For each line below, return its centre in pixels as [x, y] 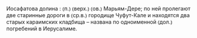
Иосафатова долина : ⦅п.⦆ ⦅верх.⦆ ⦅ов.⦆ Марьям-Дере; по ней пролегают [98, 9]
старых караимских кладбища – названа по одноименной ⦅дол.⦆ [89, 22]
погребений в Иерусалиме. [42, 28]
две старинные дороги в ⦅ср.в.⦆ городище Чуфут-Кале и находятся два [98, 15]
